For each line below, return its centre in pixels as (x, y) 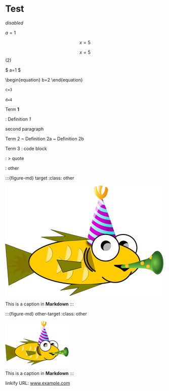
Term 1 (12, 109)
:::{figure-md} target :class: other (40, 178)
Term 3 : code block (26, 148)
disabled (14, 23)
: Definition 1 (18, 119)
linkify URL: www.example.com (38, 383)
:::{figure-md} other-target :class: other (46, 314)
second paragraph (25, 129)
